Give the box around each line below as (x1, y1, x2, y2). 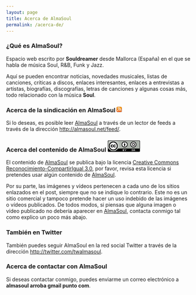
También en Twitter (6, 228, 63, 236)
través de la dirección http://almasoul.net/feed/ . (6, 125, 121, 132)
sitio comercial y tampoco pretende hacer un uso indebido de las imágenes (6, 195, 188, 202)
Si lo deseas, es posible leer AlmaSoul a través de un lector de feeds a (6, 119, 176, 126)
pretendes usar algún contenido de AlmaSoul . (6, 171, 116, 179)
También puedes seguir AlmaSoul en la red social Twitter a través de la (6, 242, 177, 249)
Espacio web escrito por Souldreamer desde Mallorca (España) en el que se (6, 55, 191, 62)
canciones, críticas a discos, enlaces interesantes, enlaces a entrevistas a (6, 79, 184, 86)
